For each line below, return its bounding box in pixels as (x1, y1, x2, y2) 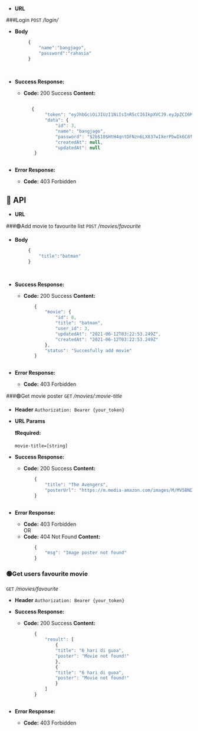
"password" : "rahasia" (38, 50, 92, 56)
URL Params (14, 418, 45, 425)
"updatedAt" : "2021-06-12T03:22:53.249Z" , (55, 331, 161, 337)
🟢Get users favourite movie (6, 570, 88, 578)
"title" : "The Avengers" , (44, 482, 108, 488)
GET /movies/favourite (6, 585, 59, 593)
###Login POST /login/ (6, 17, 59, 23)
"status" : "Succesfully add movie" (44, 347, 133, 353)
